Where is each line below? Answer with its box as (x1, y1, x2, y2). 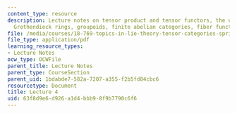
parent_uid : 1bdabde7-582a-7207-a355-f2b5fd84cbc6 (7, 75, 159, 83)
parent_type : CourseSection (7, 69, 90, 76)
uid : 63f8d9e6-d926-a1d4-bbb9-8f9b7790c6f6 (7, 95, 138, 102)
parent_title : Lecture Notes (7, 62, 93, 69)
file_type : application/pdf (7, 36, 90, 44)
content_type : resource (7, 10, 78, 18)
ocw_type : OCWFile (7, 56, 61, 63)
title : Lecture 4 (7, 88, 59, 95)
